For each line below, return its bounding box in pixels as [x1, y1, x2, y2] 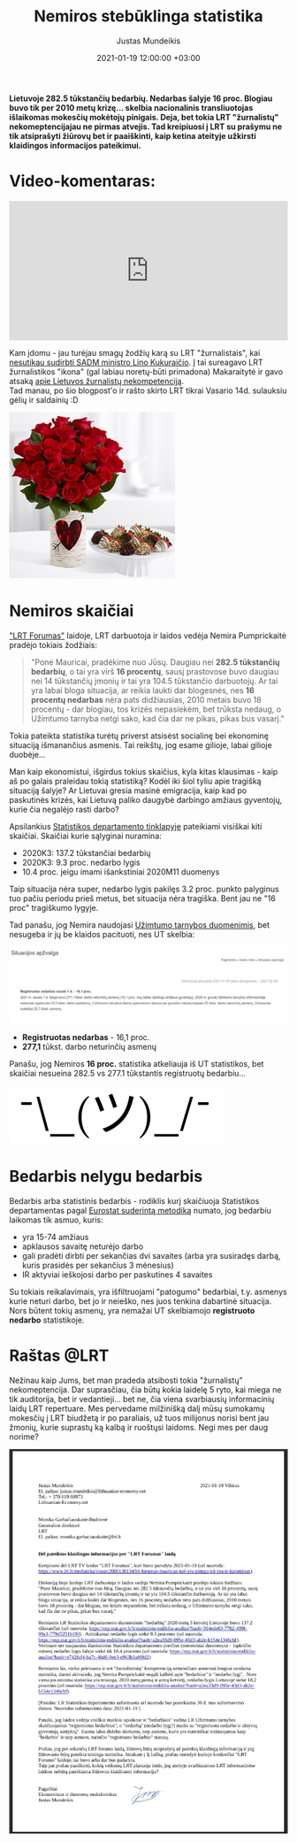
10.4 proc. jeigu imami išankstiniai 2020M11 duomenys [21, 866, 220, 877]
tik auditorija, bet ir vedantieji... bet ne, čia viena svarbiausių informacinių [9, 1393, 275, 1404]
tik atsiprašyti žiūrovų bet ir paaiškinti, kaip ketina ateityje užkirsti [9, 130, 256, 141]
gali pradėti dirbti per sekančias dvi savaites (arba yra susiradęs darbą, [21, 1251, 281, 1261]
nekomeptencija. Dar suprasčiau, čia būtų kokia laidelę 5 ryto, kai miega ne [9, 1384, 282, 1395]
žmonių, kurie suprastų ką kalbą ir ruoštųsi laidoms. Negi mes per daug [9, 1422, 269, 1432]
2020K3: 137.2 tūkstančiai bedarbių [21, 847, 151, 858]
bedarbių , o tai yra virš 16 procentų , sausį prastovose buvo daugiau [30, 666, 279, 676]
